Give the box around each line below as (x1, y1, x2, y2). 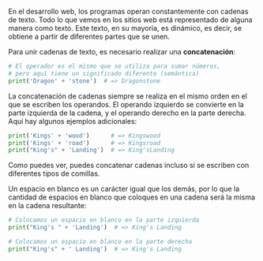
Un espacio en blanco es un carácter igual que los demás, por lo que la (8, 185, 240, 194)
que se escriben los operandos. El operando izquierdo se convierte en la (8, 99, 245, 109)
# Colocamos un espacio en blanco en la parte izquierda (8, 216, 200, 224)
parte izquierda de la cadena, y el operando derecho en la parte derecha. (8, 108, 246, 117)
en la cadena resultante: (8, 201, 87, 211)
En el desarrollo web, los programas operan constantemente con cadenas (8, 7, 249, 16)
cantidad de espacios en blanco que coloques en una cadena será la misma (8, 192, 255, 202)
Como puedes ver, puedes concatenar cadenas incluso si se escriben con (8, 161, 250, 170)
